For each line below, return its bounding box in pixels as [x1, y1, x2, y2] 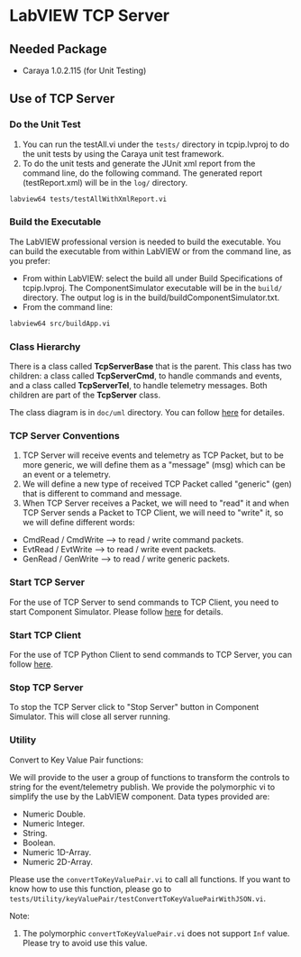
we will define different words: [22, 517, 135, 528]
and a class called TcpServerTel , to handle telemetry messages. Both [9, 380, 268, 391]
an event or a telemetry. [22, 469, 111, 480]
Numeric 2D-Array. [22, 856, 93, 867]
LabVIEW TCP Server [9, 5, 169, 26]
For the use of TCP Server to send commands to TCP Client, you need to [9, 597, 279, 607]
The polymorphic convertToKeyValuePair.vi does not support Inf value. [22, 927, 290, 938]
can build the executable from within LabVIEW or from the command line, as [9, 245, 292, 257]
